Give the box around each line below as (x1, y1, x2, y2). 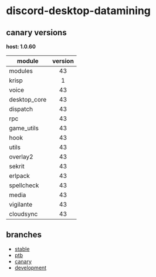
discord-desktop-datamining (6, 4, 151, 18)
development (14, 264, 47, 271)
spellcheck (9, 181, 39, 189)
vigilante (9, 201, 33, 208)
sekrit (9, 163, 25, 170)
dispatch (9, 105, 33, 113)
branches (6, 230, 42, 240)
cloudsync (9, 210, 38, 218)
